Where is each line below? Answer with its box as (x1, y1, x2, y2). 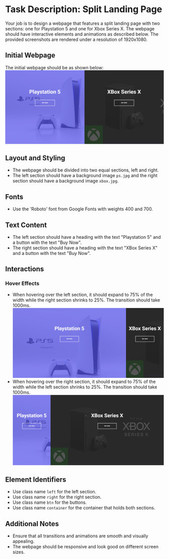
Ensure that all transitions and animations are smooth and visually (12, 533, 148, 539)
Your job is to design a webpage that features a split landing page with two (5, 20, 160, 26)
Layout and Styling (5, 153, 65, 162)
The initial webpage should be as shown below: (5, 64, 104, 70)
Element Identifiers (5, 475, 66, 484)
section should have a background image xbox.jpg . (12, 178, 119, 184)
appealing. (12, 538, 35, 544)
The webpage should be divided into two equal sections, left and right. (12, 167, 159, 173)
